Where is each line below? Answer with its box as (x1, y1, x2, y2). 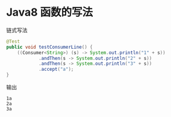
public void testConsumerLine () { (6, 44, 93, 50)
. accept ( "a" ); (38, 67, 74, 73)
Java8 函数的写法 (6, 5, 93, 19)
